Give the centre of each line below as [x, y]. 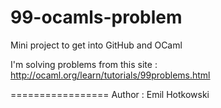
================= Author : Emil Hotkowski [110, 94]
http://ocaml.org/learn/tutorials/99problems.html [110, 75]
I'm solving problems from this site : [84, 64]
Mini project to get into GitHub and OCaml [96, 45]
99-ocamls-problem [96, 17]
